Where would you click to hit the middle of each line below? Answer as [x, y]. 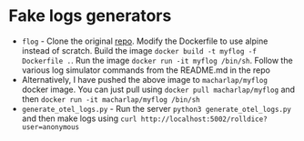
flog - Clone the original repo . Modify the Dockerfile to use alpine [145, 41]
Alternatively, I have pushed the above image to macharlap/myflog [144, 79]
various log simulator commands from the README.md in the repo [146, 70]
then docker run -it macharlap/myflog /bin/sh [111, 99]
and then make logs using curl [79, 118]
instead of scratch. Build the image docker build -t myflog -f [139, 50]
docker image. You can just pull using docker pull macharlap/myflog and [158, 89]
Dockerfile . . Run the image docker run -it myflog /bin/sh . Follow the [157, 60]
